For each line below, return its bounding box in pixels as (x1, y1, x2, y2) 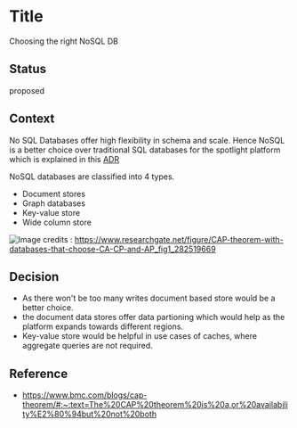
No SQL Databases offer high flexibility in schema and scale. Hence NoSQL (9, 135, 285, 145)
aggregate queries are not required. (21, 341, 153, 351)
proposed (9, 85, 45, 95)
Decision (9, 269, 60, 284)
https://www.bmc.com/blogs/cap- (21, 390, 148, 400)
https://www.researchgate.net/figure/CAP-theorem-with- (74, 234, 285, 244)
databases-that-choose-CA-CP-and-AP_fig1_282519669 (9, 243, 216, 254)
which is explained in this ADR (9, 153, 120, 164)
